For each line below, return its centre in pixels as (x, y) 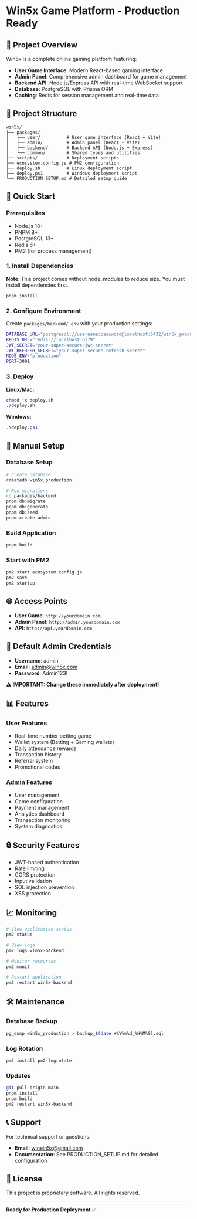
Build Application (31, 533)
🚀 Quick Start (31, 197)
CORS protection (35, 875)
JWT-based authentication (47, 863)
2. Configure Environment (44, 311)
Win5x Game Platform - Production (93, 11)
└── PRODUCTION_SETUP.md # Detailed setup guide (67, 178)
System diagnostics (38, 826)
